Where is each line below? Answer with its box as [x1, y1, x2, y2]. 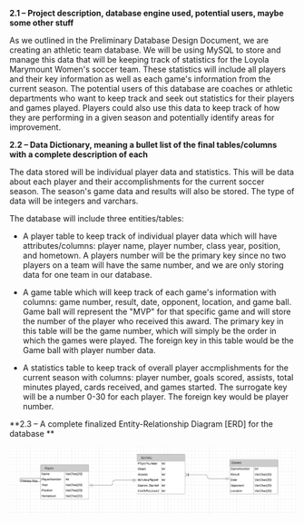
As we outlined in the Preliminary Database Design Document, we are [9, 35, 270, 45]
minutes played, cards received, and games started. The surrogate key [22, 381, 288, 392]
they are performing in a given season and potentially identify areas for [9, 113, 275, 123]
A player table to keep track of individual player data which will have [22, 231, 278, 242]
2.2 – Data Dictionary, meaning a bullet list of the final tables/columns [9, 140, 278, 150]
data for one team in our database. [22, 270, 152, 280]
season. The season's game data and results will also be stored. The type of [9, 186, 295, 196]
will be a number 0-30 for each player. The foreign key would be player [22, 391, 289, 402]
